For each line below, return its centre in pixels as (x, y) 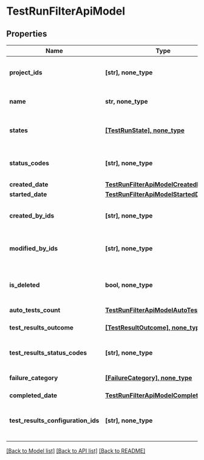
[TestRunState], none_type (145, 130)
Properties (27, 34)
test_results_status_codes (48, 353)
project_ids (26, 73)
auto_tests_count (35, 310)
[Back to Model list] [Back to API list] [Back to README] (76, 451)
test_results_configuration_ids (54, 420)
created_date (29, 184)
